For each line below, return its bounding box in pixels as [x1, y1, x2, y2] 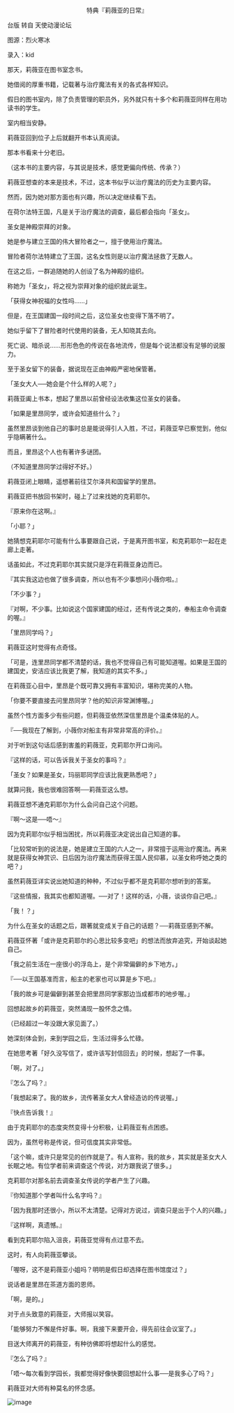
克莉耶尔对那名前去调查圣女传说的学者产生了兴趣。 [7, 1176, 154, 1185]
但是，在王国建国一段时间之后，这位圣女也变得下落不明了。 [7, 311, 178, 320]
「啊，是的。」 [7, 1295, 47, 1303]
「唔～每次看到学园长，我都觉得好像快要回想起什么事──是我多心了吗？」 [7, 1369, 217, 1377]
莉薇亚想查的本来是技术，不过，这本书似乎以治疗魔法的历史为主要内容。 [7, 178, 214, 186]
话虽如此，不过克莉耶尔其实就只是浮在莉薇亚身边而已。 [7, 561, 166, 568]
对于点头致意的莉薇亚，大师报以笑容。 [7, 1310, 117, 1318]
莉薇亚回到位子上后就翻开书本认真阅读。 [7, 133, 123, 142]
